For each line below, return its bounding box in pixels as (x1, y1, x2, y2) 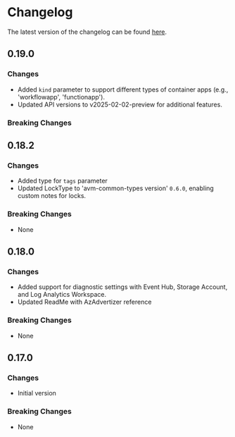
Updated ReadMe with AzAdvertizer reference (17, 297, 152, 307)
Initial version (17, 389, 56, 398)
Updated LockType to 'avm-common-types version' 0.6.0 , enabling (17, 184, 215, 192)
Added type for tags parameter (17, 177, 108, 185)
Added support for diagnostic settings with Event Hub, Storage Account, (17, 283, 228, 291)
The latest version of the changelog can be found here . (7, 27, 167, 36)
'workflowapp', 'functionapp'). (17, 92, 106, 101)
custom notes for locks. (17, 192, 87, 200)
